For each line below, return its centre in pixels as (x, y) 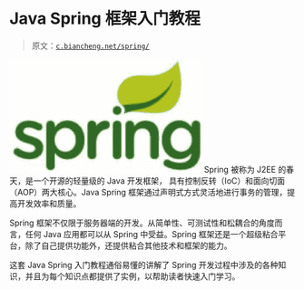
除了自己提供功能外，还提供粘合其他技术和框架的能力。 (128, 245)
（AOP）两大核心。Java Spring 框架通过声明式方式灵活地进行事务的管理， (148, 192)
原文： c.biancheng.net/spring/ (90, 45)
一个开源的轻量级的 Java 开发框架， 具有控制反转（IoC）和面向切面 (159, 180)
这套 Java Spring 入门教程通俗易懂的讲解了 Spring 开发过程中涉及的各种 (144, 265)
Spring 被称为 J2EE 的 (245, 169)
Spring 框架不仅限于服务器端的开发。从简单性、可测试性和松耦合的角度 (142, 223)
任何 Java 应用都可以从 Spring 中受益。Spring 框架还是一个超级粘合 (152, 234)
